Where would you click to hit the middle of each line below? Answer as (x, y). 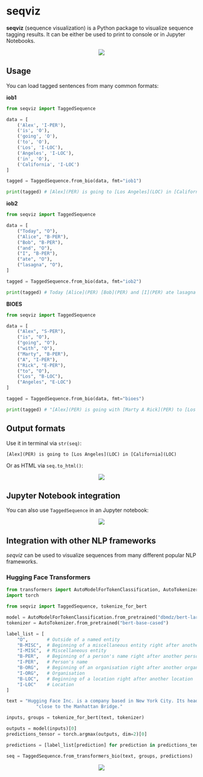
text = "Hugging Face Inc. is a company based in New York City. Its (96, 701)
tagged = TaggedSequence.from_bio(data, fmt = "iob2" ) (74, 281)
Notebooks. (21, 41)
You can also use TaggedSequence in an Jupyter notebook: (78, 510)
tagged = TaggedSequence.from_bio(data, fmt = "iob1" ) (74, 181)
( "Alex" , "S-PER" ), (42, 332)
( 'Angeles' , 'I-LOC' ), (46, 153)
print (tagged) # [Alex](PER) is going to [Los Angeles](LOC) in (89, 192)
